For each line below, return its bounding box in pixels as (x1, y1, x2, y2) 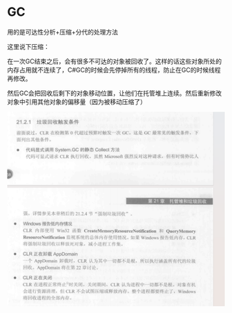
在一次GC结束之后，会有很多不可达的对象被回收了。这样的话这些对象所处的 (7, 57, 222, 65)
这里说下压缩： (7, 42, 50, 50)
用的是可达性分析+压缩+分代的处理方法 (7, 28, 119, 36)
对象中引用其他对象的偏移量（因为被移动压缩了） (7, 97, 146, 105)
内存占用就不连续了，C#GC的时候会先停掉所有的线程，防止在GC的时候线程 (7, 65, 221, 74)
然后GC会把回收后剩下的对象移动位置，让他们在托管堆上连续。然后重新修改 (7, 89, 222, 97)
